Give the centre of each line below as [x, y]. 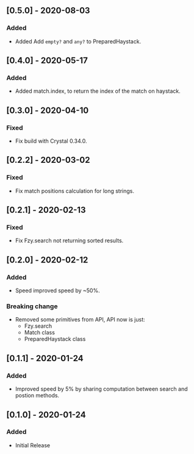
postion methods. [37, 395]
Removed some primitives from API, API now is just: [80, 320]
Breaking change [32, 306]
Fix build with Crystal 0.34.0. [51, 141]
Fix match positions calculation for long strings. [75, 191]
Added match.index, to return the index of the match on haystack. [98, 91]
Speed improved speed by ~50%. [57, 290]
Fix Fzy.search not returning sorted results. [69, 240]
